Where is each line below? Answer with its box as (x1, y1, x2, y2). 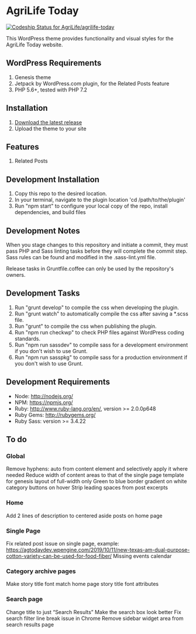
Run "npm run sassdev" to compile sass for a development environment (14, 341, 188, 348)
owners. (6, 272, 26, 278)
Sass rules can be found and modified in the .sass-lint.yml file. (6, 254, 156, 260)
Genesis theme (14, 73, 51, 80)
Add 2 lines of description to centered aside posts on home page (6, 512, 163, 519)
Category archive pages (6, 567, 76, 575)
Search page (6, 595, 43, 604)
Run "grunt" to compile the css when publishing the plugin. (14, 323, 157, 330)
